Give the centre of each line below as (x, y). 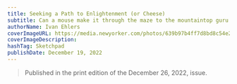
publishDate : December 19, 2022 (55, 53)
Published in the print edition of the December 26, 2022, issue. (116, 72)
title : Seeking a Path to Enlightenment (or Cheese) (86, 14)
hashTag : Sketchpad (36, 46)
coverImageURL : (30, 33)
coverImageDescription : (42, 40)
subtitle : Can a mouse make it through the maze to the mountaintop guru (118, 20)
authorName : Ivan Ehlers (44, 27)
